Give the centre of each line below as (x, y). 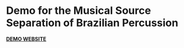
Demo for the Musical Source (78, 11)
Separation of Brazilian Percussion (92, 23)
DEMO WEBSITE (26, 39)
